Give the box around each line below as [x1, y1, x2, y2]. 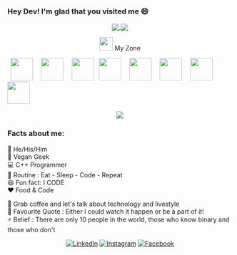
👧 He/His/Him [7, 145, 48, 153]
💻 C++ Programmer [7, 160, 68, 169]
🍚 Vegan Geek [7, 152, 50, 161]
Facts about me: [7, 128, 65, 138]
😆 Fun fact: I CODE [7, 178, 65, 187]
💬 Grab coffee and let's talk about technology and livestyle [7, 199, 180, 208]
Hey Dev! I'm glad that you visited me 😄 [7, 6, 148, 16]
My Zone [114, 44, 141, 53]
